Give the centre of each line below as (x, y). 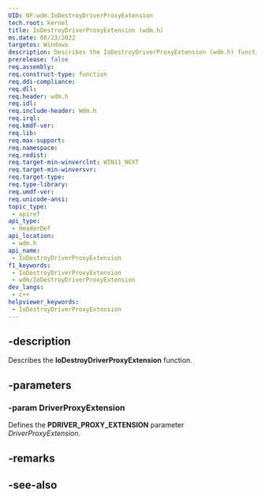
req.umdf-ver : (32, 192)
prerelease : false (38, 60)
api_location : (32, 236)
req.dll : (22, 89)
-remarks (32, 458)
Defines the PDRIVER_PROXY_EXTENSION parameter (96, 425)
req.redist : (28, 155)
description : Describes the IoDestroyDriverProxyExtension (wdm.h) (121, 52)
